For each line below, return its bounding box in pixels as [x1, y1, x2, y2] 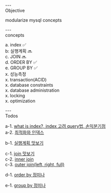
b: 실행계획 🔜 [5, 48, 32, 54]
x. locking [5, 93, 25, 98]
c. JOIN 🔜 [5, 54, 26, 59]
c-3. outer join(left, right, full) [5, 162, 65, 167]
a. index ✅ [5, 42, 26, 47]
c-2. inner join [5, 156, 34, 162]
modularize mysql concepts [5, 17, 62, 23]
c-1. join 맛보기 [5, 151, 35, 157]
